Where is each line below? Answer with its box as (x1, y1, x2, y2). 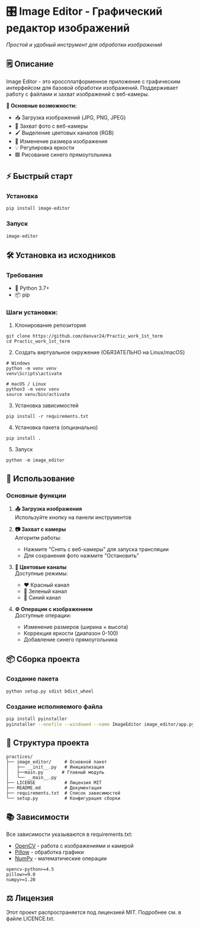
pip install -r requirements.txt (6, 414, 89, 420)
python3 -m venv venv (6, 386, 60, 392)
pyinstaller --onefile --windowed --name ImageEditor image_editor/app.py (6, 721, 195, 727)
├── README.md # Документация (6, 785, 102, 791)
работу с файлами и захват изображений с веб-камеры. (6, 90, 149, 97)
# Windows (6, 360, 31, 366)
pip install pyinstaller (6, 716, 68, 722)
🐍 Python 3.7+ (14, 285, 50, 292)
